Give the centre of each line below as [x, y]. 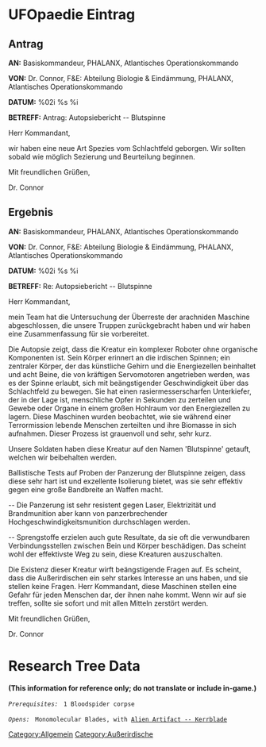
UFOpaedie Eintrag [72, 15]
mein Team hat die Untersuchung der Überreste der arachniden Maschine [129, 317]
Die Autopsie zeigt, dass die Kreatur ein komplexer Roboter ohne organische [133, 349]
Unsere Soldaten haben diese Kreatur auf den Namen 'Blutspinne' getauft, [130, 449]
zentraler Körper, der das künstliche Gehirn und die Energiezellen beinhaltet [132, 366]
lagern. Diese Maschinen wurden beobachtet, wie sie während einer [120, 416]
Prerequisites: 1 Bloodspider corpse [71, 704]
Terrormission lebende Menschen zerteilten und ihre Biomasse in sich [122, 425]
